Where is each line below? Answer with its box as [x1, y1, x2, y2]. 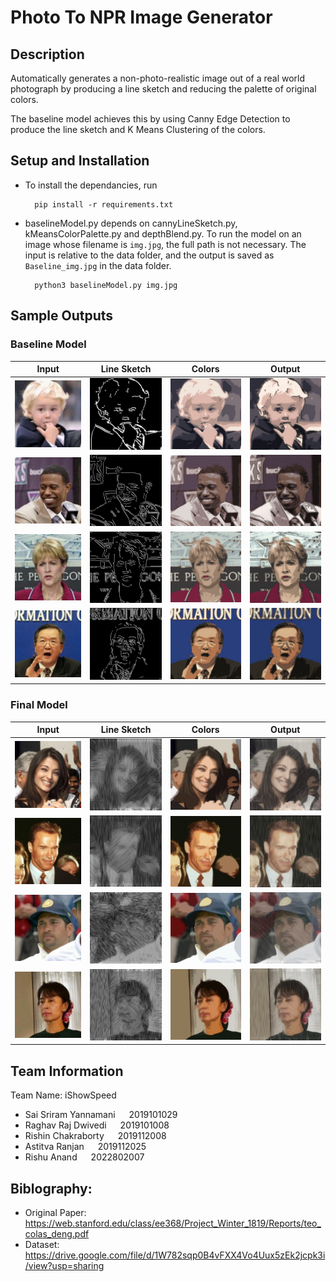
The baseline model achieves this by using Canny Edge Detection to [10, 113, 291, 125]
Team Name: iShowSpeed [10, 1089, 117, 1101]
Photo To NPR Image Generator [10, 6, 273, 29]
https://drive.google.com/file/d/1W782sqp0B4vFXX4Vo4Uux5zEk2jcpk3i [24, 1249, 326, 1261]
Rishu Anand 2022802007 [24, 1151, 145, 1163]
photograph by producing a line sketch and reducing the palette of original [10, 83, 317, 95]
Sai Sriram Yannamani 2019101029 [24, 1109, 178, 1121]
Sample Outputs [10, 307, 114, 325]
